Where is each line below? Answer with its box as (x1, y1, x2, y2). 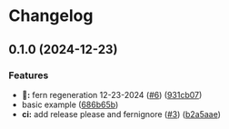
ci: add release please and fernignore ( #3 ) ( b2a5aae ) (21, 108, 222, 119)
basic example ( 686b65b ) (21, 99, 119, 110)
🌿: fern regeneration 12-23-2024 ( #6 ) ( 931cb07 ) (21, 89, 203, 100)
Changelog (8, 5, 94, 26)
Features (8, 69, 49, 82)
